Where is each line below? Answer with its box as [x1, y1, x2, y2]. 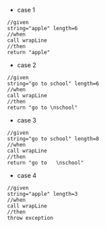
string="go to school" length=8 [7, 136, 99, 142]
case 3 [16, 116, 36, 124]
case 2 [16, 61, 36, 69]
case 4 [16, 171, 37, 179]
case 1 [16, 6, 36, 14]
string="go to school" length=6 [7, 80, 99, 87]
